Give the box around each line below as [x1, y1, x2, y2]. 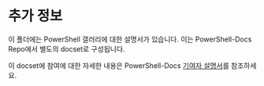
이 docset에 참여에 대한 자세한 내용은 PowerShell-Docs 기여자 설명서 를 [8, 60, 230, 70]
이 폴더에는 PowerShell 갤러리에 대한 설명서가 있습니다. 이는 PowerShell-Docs [8, 34, 252, 44]
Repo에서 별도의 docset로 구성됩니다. [8, 44, 125, 53]
